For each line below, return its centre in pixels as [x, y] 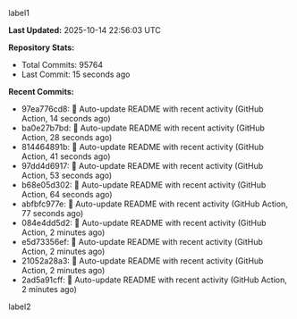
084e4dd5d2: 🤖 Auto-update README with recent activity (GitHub [144, 223]
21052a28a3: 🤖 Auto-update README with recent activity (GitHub [142, 261]
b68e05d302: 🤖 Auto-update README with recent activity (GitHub [144, 185]
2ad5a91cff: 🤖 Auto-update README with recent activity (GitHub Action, [154, 280]
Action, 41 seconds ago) [66, 156]
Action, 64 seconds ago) [67, 194]
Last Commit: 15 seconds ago [76, 74]
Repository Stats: [42, 47]
